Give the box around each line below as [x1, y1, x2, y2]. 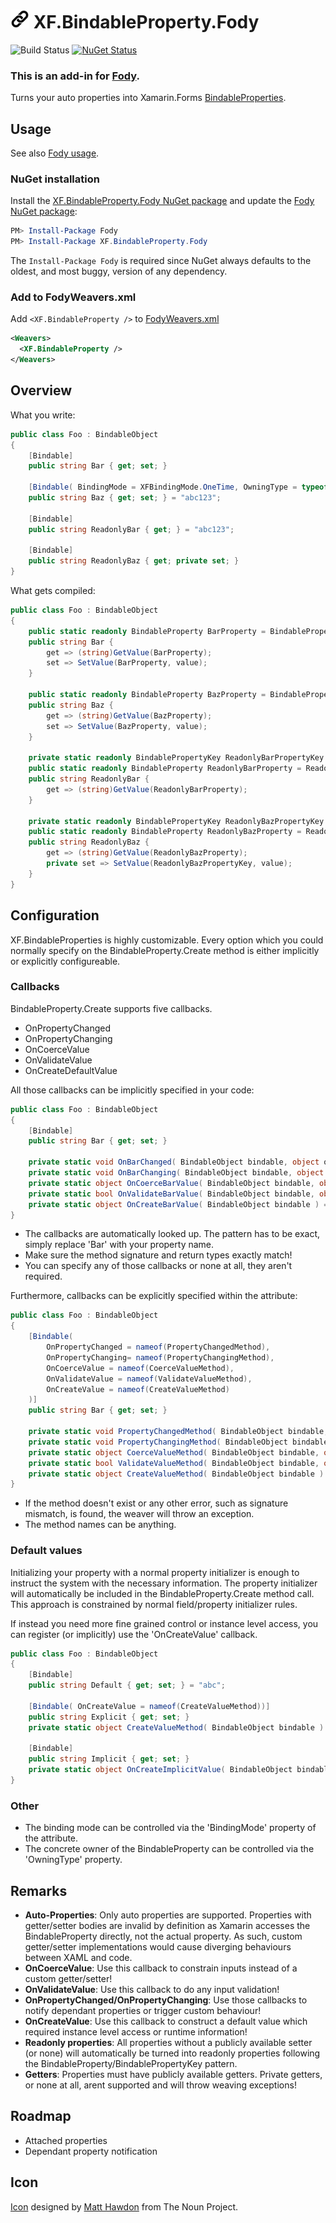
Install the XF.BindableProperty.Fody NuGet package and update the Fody [10, 195, 315, 207]
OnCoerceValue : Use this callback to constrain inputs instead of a [24, 1962, 298, 1974]
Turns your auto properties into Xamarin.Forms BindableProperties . [10, 92, 287, 104]
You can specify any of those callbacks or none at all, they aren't [24, 1260, 293, 1272]
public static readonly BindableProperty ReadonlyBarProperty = [28, 764, 302, 774]
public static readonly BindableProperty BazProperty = [28, 690, 267, 700]
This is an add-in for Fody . [10, 69, 140, 83]
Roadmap [10, 2108, 72, 2125]
